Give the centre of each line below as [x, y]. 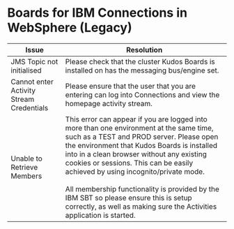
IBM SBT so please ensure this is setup [129, 198]
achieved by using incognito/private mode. [135, 171]
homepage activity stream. [109, 103]
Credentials [30, 108]
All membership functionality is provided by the [142, 189]
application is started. [100, 215]
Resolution [145, 50]
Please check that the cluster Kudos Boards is [140, 61]
